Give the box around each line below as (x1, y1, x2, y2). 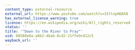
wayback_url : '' (5, 38, 38, 43)
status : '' (5, 25, 27, 30)
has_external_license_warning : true (5, 16, 79, 20)
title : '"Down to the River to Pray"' (5, 29, 83, 34)
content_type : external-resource (5, 7, 72, 12)
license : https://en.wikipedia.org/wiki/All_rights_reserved (5, 20, 131, 25)
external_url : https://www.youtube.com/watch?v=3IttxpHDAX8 (5, 11, 129, 16)
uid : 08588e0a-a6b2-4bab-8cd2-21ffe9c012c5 (5, 34, 94, 39)
